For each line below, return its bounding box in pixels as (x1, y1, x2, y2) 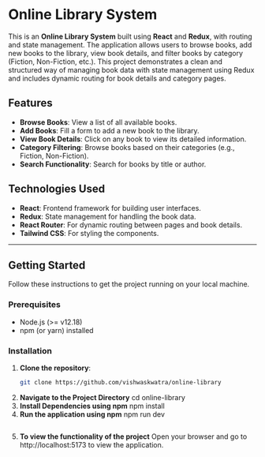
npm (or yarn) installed (19, 325, 94, 335)
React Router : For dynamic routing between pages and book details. (19, 219, 243, 230)
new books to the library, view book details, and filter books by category (8, 48, 243, 58)
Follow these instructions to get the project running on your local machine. (8, 279, 250, 289)
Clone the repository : (19, 363, 91, 373)
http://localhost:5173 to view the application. (19, 440, 164, 449)
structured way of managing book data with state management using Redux (8, 65, 255, 74)
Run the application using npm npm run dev (19, 409, 166, 419)
